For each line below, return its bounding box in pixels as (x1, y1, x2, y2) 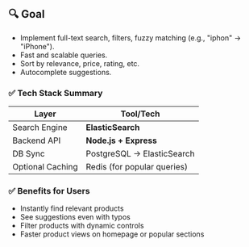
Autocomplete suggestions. (19, 67, 112, 77)
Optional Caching (12, 161, 78, 173)
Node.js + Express (85, 135, 157, 146)
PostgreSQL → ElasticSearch (85, 149, 195, 160)
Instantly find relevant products (19, 203, 124, 213)
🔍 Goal (8, 7, 45, 21)
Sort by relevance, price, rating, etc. (19, 58, 139, 68)
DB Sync (12, 149, 46, 160)
